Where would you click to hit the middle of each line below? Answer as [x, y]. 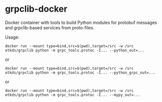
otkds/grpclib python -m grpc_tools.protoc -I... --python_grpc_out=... [80, 72]
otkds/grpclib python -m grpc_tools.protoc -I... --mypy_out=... [72, 95]
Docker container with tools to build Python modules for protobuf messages [81, 22]
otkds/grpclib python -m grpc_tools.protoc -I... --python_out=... [75, 50]
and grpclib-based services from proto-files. [50, 27]
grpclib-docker [36, 9]
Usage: [12, 37]
